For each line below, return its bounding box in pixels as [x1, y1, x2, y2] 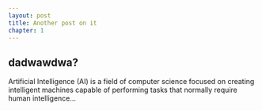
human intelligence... [8, 94, 77, 103]
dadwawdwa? [8, 55, 79, 69]
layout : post [8, 11, 51, 20]
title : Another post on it [8, 19, 97, 27]
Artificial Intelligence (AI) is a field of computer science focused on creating [8, 77, 255, 86]
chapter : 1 [8, 26, 44, 34]
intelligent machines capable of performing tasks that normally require [8, 85, 237, 95]
